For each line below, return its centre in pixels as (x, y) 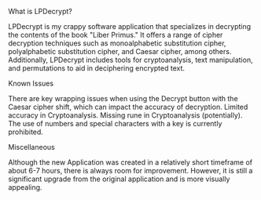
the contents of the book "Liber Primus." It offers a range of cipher (116, 35)
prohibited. (26, 132)
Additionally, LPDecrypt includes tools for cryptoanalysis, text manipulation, (130, 60)
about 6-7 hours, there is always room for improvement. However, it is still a (130, 171)
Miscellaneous (31, 147)
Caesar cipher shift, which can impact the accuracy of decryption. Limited (128, 107)
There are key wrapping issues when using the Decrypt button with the (123, 98)
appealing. (25, 187)
